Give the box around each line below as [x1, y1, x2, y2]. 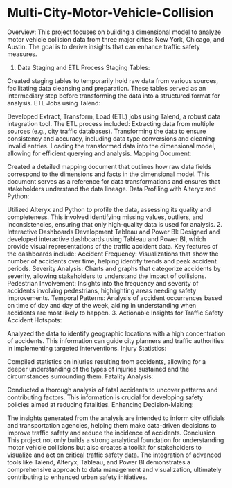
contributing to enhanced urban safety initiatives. [7, 473, 148, 481]
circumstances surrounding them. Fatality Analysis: [7, 372, 154, 381]
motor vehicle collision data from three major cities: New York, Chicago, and [7, 35, 224, 43]
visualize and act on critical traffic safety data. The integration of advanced [7, 451, 222, 459]
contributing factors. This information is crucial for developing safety [7, 393, 203, 401]
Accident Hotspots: [7, 315, 62, 324]
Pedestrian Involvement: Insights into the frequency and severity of [7, 279, 199, 287]
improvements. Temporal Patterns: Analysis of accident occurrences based [7, 293, 222, 302]
